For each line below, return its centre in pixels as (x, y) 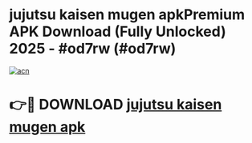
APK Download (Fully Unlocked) (118, 32)
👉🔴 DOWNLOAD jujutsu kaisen (116, 105)
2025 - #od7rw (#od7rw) (93, 49)
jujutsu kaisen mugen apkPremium (127, 15)
